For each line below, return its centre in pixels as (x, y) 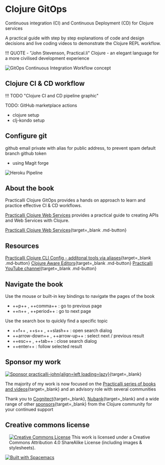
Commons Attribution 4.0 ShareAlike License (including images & (76, 442)
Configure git (26, 136)
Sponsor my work (33, 362)
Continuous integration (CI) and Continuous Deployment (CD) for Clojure (80, 23)
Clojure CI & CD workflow (45, 84)
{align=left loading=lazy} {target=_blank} (100, 374)
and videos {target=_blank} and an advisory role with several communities (81, 389)
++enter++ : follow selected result (47, 346)
